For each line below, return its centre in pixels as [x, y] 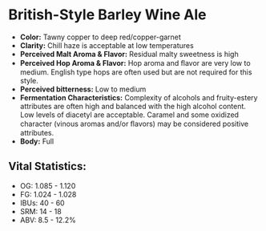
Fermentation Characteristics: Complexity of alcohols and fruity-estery [139, 97]
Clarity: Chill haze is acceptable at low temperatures [107, 45]
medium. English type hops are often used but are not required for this [136, 72]
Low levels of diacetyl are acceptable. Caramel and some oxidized [129, 115]
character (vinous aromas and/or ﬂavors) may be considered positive [134, 124]
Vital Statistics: [47, 166]
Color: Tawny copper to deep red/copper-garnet [101, 37]
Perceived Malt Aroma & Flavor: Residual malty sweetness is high [129, 54]
